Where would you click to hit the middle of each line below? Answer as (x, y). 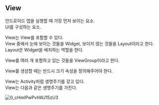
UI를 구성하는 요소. (23, 27)
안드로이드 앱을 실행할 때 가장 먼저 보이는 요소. (50, 21)
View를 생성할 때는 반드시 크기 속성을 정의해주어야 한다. (59, 71)
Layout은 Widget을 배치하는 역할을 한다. (44, 50)
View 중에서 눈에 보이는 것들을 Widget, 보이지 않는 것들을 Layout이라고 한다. (80, 44)
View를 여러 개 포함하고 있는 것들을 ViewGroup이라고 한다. (62, 60)
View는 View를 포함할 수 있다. (34, 37)
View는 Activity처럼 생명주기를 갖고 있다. (45, 81)
